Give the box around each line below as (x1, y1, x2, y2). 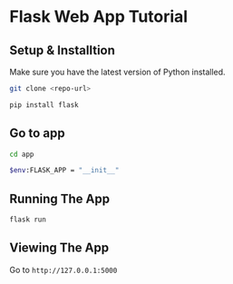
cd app (9, 150, 34, 159)
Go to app (9, 125, 65, 142)
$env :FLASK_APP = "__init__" (9, 166, 120, 175)
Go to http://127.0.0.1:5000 (9, 264, 118, 275)
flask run (9, 215, 47, 224)
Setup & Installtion (9, 43, 116, 58)
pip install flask (9, 100, 79, 110)
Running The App (9, 191, 111, 206)
